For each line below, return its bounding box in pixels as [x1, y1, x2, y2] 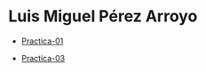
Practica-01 [20, 36, 64, 46]
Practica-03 [20, 52, 66, 63]
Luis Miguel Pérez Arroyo [8, 6, 198, 27]
